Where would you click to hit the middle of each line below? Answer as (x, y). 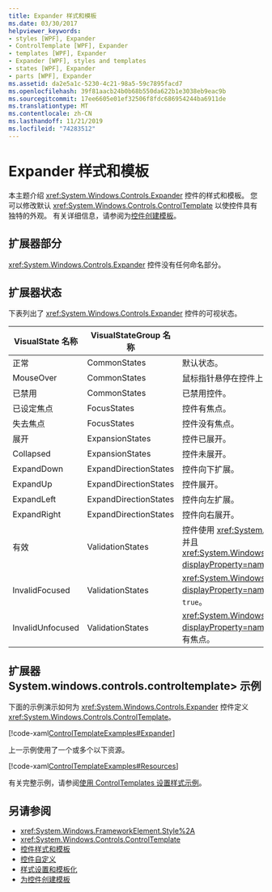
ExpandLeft (34, 499)
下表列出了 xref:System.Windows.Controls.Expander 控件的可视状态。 (125, 313)
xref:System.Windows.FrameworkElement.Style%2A (108, 830)
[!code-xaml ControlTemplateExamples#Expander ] (92, 733)
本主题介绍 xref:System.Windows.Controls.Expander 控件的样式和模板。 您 (133, 195)
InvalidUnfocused (46, 628)
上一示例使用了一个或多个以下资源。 (69, 750)
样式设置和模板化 (49, 869)
